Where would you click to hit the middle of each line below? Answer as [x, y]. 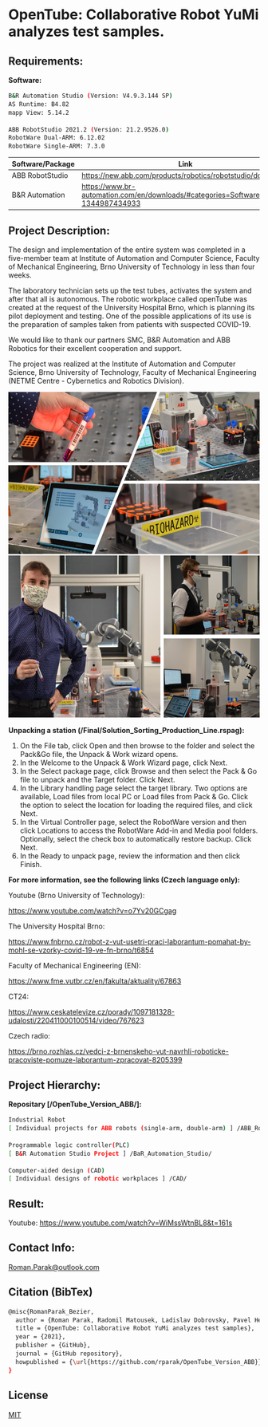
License [28, 1395]
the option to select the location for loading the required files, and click [136, 805]
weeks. [20, 275]
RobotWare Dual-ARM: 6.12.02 [57, 138]
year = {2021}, [41, 1337]
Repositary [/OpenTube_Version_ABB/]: [75, 1104]
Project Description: [59, 231]
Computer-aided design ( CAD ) [57, 1170]
